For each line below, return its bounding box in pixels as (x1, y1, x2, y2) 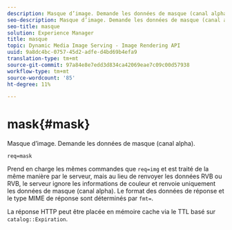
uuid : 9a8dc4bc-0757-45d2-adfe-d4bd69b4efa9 (7, 49, 137, 56)
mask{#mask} (7, 117, 90, 132)
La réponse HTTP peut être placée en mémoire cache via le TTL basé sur (7, 208, 216, 216)
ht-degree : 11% (7, 81, 51, 88)
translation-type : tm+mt (7, 55, 79, 62)
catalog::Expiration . (7, 215, 68, 223)
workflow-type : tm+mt (7, 68, 70, 75)
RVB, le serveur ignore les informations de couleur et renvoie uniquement (7, 180, 216, 188)
